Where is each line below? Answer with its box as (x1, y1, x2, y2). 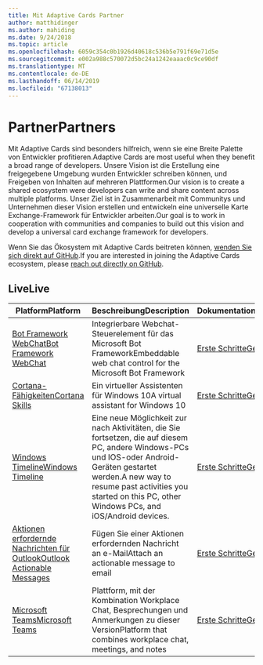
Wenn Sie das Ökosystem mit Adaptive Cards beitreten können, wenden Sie (8, 242, 252, 252)
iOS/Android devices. (91, 511, 170, 521)
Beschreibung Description (91, 305, 189, 316)
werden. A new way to (91, 471, 171, 482)
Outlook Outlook (12, 553, 70, 564)
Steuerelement (91, 329, 146, 340)
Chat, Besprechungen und (91, 605, 189, 616)
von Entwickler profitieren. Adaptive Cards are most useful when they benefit (8, 152, 255, 162)
